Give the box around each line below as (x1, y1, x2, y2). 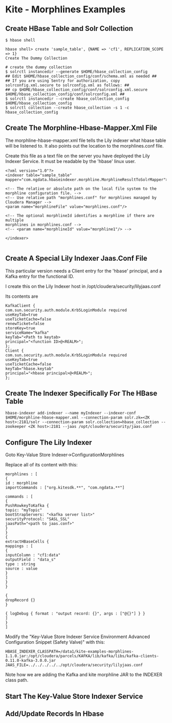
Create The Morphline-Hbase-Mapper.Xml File (5, 123, 158, 132)
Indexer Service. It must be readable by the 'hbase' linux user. (5, 158, 136, 164)
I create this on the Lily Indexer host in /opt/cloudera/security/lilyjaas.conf (5, 283, 161, 289)
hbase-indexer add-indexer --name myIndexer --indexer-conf (5, 410, 137, 416)
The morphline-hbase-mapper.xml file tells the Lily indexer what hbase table (5, 137, 166, 143)
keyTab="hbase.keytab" (5, 366, 54, 371)
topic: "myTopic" (5, 508, 42, 513)
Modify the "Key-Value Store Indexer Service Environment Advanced (5, 634, 150, 640)
